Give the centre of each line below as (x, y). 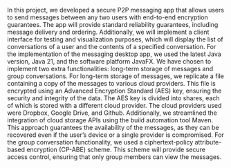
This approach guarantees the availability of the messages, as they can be (113, 128)
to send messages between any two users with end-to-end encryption (108, 17)
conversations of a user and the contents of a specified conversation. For (112, 47)
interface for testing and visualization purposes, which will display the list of (115, 39)
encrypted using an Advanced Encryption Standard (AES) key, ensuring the (114, 91)
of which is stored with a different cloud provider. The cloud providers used (114, 105)
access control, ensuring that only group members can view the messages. (114, 157)
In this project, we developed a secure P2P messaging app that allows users (116, 10)
